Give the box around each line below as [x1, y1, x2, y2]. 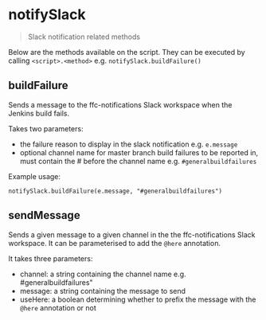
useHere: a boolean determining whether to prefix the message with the [19, 295, 256, 304]
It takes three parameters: [8, 253, 93, 263]
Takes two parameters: [8, 123, 84, 133]
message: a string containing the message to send [19, 286, 186, 295]
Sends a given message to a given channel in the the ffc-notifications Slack [8, 229, 256, 240]
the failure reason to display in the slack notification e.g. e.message [19, 139, 238, 149]
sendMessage [8, 209, 81, 222]
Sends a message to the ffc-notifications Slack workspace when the [8, 100, 233, 109]
